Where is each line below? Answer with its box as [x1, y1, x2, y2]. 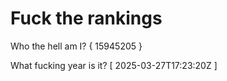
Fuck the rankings [10, 7, 163, 30]
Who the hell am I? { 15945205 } [10, 40, 143, 52]
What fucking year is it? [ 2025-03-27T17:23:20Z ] [10, 59, 218, 71]
